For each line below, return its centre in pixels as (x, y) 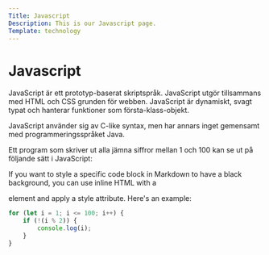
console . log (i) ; (64, 228)
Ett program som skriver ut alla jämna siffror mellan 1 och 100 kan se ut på (131, 150)
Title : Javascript (39, 16)
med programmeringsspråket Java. (66, 135)
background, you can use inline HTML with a (83, 183)
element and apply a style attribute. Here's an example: (100, 199)
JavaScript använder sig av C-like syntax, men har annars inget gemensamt (134, 126)
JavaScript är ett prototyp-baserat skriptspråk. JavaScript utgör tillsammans (135, 93)
